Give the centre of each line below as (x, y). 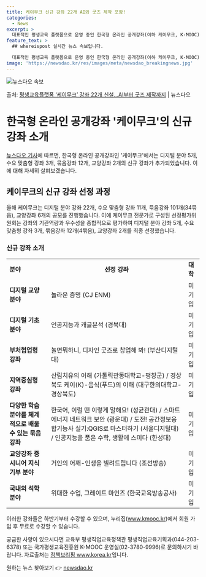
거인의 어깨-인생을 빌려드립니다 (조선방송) (109, 463)
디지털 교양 (25, 290)
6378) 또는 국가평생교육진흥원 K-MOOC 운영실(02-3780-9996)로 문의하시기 (99, 547)
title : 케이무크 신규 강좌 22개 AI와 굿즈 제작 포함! (66, 12)
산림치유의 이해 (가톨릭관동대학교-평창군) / (110, 375)
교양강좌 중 (25, 453)
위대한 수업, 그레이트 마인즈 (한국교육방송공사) (114, 493)
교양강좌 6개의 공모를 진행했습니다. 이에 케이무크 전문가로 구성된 (93, 215)
